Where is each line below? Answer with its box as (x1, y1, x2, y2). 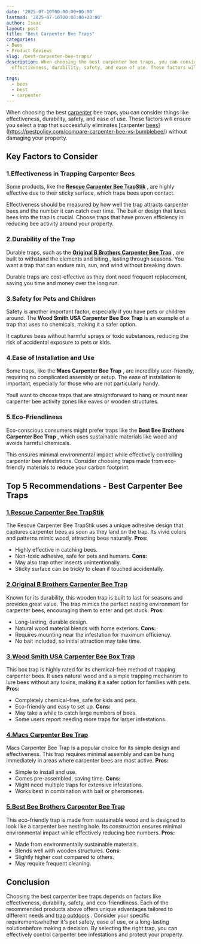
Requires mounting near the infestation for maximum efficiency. (14, 631, 172, 638)
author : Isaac (6, 20, 42, 26)
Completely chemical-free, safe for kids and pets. (14, 696, 138, 704)
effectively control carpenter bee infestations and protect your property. (6, 931, 184, 938)
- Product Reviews (6, 48, 52, 54)
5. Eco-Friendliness (6, 413, 63, 421)
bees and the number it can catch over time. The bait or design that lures (6, 207, 187, 214)
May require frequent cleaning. (14, 860, 92, 867)
